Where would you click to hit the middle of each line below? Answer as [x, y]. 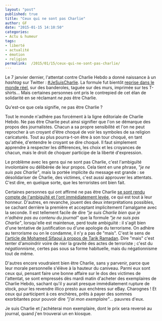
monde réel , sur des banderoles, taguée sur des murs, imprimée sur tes [77, 88]
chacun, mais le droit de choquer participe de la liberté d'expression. [74, 153]
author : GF [16, 23]
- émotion [15, 54]
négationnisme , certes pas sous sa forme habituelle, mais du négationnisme [81, 249]
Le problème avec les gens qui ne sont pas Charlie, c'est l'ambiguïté [73, 162]
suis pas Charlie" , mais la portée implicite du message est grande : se [75, 172]
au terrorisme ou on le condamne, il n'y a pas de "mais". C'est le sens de [78, 233]
